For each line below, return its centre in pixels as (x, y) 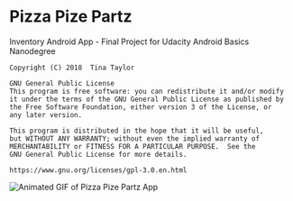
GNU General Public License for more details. (98, 154)
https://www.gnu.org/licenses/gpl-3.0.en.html (98, 170)
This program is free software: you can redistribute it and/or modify (146, 91)
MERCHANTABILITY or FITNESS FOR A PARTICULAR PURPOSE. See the (133, 146)
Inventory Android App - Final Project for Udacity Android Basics (129, 41)
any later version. (46, 114)
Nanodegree (32, 50)
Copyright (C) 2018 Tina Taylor (72, 68)
